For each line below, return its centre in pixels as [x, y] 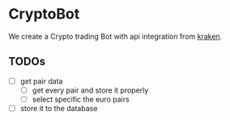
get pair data [41, 81]
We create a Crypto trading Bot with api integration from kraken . [115, 36]
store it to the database [59, 108]
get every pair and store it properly [90, 90]
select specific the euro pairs [81, 99]
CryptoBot [44, 14]
